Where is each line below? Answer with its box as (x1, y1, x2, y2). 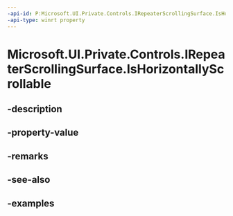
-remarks (7, 150, 49, 162)
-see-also (7, 174, 51, 186)
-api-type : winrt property (7, 17, 85, 24)
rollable (7, 75, 52, 91)
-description (7, 103, 62, 115)
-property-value (7, 127, 79, 138)
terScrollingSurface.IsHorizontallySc (7, 61, 225, 77)
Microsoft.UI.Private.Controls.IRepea (7, 46, 225, 62)
